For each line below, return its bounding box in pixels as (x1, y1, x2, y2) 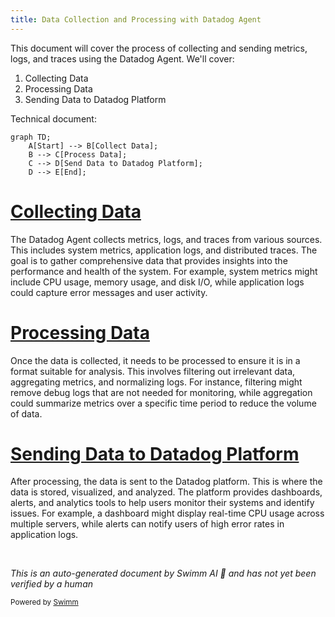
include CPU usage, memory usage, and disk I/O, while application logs (10, 276, 305, 288)
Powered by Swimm (10, 597, 79, 608)
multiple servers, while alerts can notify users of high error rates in (10, 518, 285, 530)
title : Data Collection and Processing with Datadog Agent (10, 14, 262, 25)
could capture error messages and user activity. (10, 286, 208, 298)
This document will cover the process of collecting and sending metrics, (10, 42, 308, 54)
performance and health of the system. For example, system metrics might (10, 265, 318, 277)
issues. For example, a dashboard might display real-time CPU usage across (10, 507, 325, 520)
